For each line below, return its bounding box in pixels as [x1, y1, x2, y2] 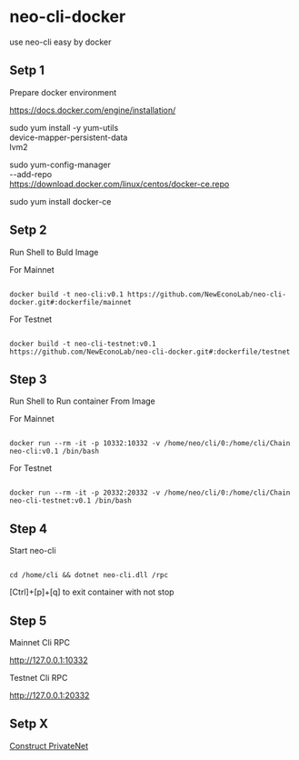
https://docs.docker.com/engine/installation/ [9, 105, 176, 115]
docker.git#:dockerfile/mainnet [9, 297, 132, 306]
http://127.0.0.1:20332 [9, 690, 90, 701]
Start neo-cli [9, 545, 56, 556]
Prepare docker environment [9, 86, 117, 97]
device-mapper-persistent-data [9, 132, 128, 143]
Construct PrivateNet [9, 740, 89, 751]
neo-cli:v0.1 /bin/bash [9, 447, 100, 456]
